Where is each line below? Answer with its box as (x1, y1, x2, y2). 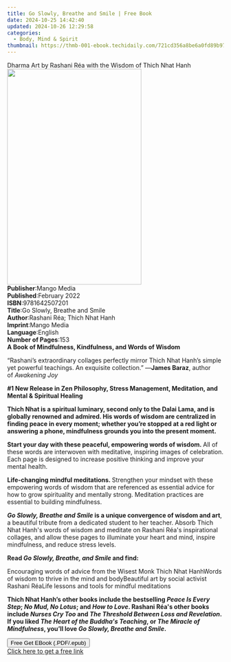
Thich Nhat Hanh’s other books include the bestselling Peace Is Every (7, 595, 210, 603)
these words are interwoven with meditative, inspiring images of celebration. (7, 448, 224, 456)
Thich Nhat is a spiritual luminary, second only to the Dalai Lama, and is (7, 405, 215, 413)
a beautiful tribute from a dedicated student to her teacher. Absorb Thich (7, 518, 214, 527)
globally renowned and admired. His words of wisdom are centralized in (7, 412, 217, 420)
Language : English (7, 329, 59, 336)
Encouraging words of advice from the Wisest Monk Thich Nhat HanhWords (7, 567, 222, 575)
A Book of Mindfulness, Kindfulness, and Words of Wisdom (7, 343, 181, 351)
